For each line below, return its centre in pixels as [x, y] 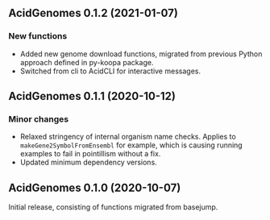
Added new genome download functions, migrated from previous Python [141, 54]
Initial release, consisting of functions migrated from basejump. [113, 207]
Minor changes [39, 119]
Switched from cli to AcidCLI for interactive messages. [110, 71]
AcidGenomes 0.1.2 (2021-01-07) [93, 13]
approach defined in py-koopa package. [87, 62]
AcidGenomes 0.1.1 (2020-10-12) [92, 96]
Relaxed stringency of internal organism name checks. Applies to [128, 137]
